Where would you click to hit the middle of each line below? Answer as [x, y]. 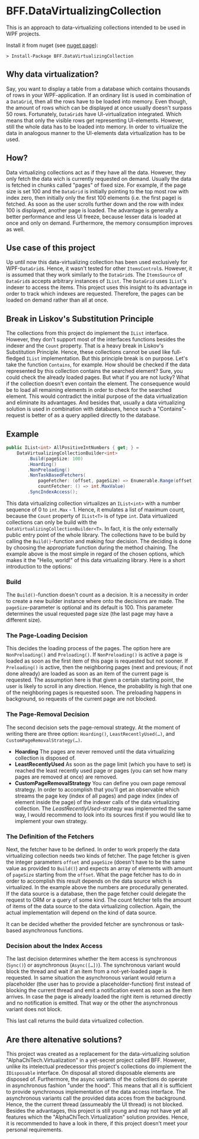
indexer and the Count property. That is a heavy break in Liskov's [85, 346]
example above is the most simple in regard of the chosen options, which [95, 554]
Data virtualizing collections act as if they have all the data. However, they [96, 172]
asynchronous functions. [53, 931]
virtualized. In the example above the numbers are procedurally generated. [97, 887]
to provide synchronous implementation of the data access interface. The [96, 1092]
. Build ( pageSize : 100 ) [55, 459]
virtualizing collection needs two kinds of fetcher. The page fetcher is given [98, 856]
